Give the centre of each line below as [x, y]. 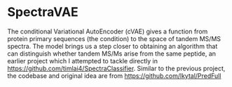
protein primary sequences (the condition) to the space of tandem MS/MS [114, 38]
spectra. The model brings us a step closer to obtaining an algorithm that [112, 46]
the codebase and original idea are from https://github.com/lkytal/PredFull [114, 76]
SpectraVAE [43, 12]
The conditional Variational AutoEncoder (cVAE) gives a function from [108, 31]
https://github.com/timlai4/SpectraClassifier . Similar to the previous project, [116, 68]
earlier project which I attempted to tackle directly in [83, 61]
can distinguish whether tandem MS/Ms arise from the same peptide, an [111, 54]
